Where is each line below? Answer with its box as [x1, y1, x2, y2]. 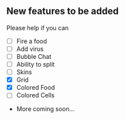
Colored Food [16, 84, 55, 92]
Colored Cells [16, 91, 55, 99]
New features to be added [6, 5, 119, 17]
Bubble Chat [16, 52, 52, 60]
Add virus [16, 45, 44, 53]
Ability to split [16, 60, 55, 68]
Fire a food [16, 37, 47, 45]
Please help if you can [6, 23, 69, 32]
